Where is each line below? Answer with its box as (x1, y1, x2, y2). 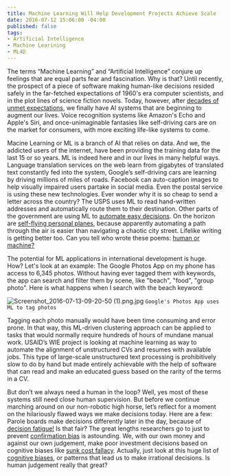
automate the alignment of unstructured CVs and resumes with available (7, 345, 211, 354)
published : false (7, 23, 57, 30)
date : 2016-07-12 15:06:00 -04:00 (7, 16, 106, 23)
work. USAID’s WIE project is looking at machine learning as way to (7, 338, 197, 346)
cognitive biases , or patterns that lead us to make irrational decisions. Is (7, 453, 211, 462)
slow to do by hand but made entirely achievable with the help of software (7, 360, 217, 368)
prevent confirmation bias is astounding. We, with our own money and (7, 431, 205, 440)
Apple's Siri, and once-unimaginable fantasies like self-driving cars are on (7, 118, 216, 126)
